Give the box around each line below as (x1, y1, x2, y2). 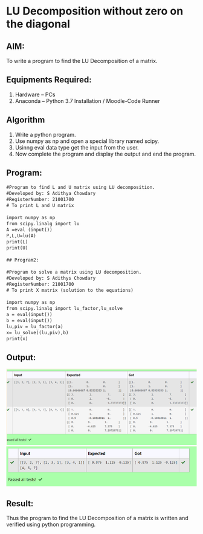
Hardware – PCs (14, 91, 56, 98)
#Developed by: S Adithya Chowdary (6, 191, 96, 197)
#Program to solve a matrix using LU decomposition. (6, 269, 142, 275)
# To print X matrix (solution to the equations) (6, 288, 134, 294)
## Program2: (6, 257, 39, 263)
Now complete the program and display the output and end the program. (14, 150, 196, 157)
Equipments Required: (6, 74, 92, 85)
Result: (6, 498, 34, 509)
